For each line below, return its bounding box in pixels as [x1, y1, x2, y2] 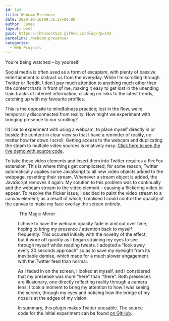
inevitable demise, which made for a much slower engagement [18, 253, 148, 259]
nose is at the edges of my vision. [18, 295, 88, 301]
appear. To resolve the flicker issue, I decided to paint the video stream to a [5, 190, 162, 196]
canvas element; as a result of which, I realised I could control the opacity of [5, 195, 164, 201]
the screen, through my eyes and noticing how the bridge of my [18, 290, 150, 296]
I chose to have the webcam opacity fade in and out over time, [18, 220, 148, 226]
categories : [5, 41, 30, 46]
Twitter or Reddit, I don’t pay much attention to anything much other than [5, 80, 157, 86]
